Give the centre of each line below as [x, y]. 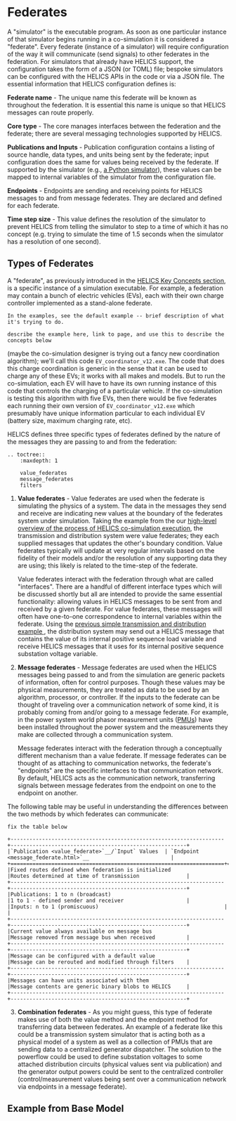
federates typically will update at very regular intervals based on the [116, 550]
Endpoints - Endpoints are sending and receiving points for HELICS [105, 190]
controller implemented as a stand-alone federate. [80, 303]
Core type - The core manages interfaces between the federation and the [114, 126]
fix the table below [38, 827]
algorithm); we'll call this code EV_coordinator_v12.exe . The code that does [116, 361]
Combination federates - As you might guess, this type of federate [115, 1011]
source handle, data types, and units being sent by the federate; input [108, 155]
